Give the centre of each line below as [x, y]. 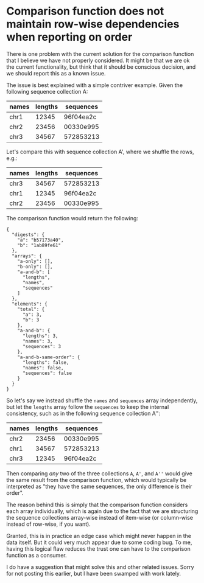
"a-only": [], [35, 261]
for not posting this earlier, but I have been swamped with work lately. [94, 573]
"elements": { [30, 304]
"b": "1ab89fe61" [39, 245]
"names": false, [43, 368]
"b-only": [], [35, 267]
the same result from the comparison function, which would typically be [97, 480]
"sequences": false [47, 373]
